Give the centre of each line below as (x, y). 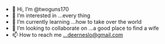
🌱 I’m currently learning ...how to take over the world (77, 22)
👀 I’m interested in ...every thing (51, 15)
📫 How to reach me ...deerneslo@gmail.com (67, 35)
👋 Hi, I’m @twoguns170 (40, 9)
